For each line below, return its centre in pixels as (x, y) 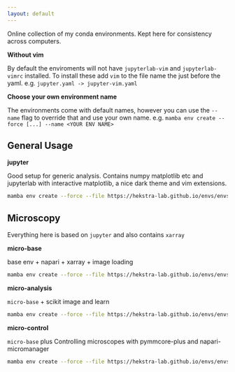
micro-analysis (30, 288)
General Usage (40, 146)
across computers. (34, 41)
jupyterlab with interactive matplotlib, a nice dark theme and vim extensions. (117, 183)
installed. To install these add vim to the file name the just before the (122, 76)
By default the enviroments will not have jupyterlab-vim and (94, 68)
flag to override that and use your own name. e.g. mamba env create (118, 117)
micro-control (28, 328)
